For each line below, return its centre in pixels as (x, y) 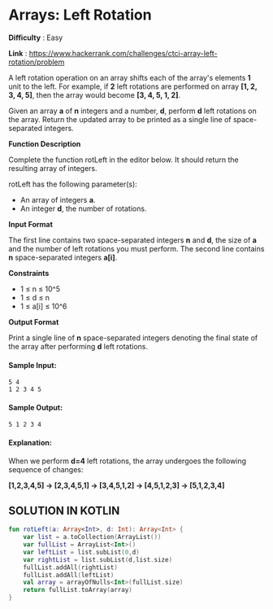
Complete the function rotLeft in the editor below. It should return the (124, 160)
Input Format (30, 224)
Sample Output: (36, 407)
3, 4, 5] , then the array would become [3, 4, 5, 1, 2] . (95, 94)
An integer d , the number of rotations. (83, 208)
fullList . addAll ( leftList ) (69, 575)
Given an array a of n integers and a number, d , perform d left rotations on (133, 111)
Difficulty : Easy (36, 37)
